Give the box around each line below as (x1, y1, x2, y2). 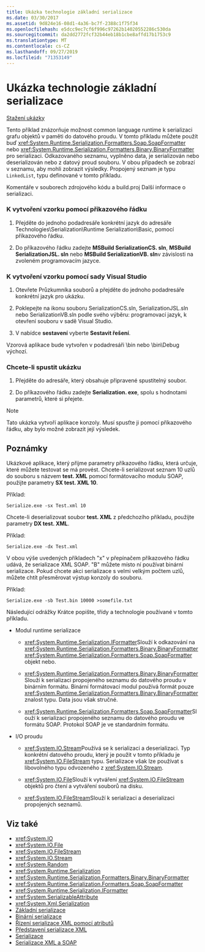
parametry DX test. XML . (6, 520, 70, 527)
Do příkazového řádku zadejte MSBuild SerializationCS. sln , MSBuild (15, 244, 192, 251)
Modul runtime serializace (15, 627, 81, 634)
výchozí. (6, 348, 28, 355)
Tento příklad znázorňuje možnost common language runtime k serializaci (6, 126, 193, 133)
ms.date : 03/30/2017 (6, 15, 59, 21)
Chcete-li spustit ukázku (6, 363, 81, 372)
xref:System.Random (15, 861, 69, 868)
